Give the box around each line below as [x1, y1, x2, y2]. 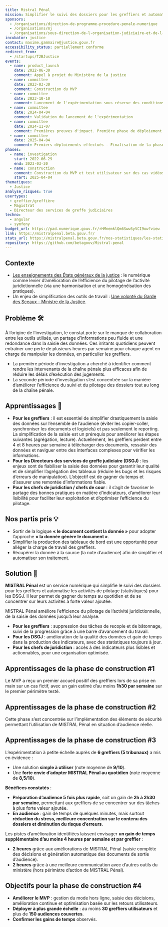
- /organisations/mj [9, 26, 52, 31]
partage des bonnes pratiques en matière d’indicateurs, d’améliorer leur [12, 490, 160, 496]
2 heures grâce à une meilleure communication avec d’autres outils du [12, 861, 158, 867]
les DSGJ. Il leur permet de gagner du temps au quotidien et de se [5, 593, 141, 599]
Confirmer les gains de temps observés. [12, 916, 97, 922]
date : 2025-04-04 [14, 138, 50, 143]
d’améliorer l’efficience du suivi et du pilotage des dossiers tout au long [12, 382, 159, 388]
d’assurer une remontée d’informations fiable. [12, 479, 106, 485]
